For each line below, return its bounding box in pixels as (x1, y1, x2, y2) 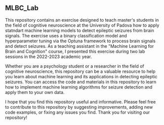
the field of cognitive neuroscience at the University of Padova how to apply (5, 22, 160, 28)
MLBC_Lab (5, 4, 39, 12)
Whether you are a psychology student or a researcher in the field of (5, 63, 144, 69)
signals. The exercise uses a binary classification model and (5, 32, 127, 38)
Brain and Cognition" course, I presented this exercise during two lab (5, 48, 145, 54)
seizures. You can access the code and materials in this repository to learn (5, 79, 157, 85)
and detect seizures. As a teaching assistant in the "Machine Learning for (5, 43, 154, 49)
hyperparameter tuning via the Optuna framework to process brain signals (5, 38, 156, 44)
